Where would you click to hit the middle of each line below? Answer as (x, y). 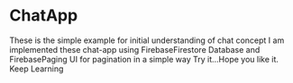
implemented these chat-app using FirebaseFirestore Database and (135, 49)
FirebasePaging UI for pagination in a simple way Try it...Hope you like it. (144, 59)
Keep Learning (37, 69)
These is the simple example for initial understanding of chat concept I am (147, 40)
